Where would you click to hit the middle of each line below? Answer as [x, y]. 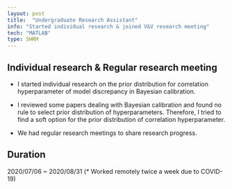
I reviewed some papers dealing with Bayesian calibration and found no [119, 105]
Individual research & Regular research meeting [112, 67]
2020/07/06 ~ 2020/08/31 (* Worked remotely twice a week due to [103, 171]
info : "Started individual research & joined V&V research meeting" [108, 26]
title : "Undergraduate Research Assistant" [73, 20]
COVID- [212, 171]
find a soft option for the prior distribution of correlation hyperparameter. [121, 119]
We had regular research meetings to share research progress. [107, 133]
